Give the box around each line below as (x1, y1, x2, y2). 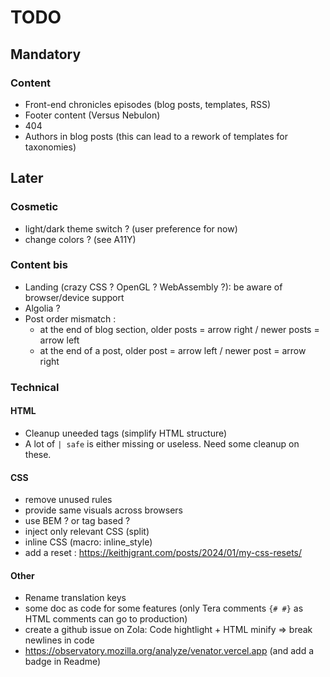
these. (24, 448, 52, 460)
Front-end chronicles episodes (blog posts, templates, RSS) (24, 98, 272, 110)
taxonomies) (24, 141, 77, 153)
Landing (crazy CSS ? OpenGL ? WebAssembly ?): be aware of (24, 281, 283, 293)
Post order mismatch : (24, 312, 117, 325)
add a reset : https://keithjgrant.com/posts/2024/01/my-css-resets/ (24, 547, 303, 559)
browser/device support (24, 291, 125, 303)
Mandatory (10, 46, 82, 63)
